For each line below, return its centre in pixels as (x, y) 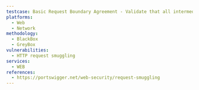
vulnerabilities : (28, 50)
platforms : (20, 17)
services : (18, 61)
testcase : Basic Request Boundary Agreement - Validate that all (88, 12)
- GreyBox (23, 45)
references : (21, 72)
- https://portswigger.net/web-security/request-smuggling (86, 78)
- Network (23, 28)
